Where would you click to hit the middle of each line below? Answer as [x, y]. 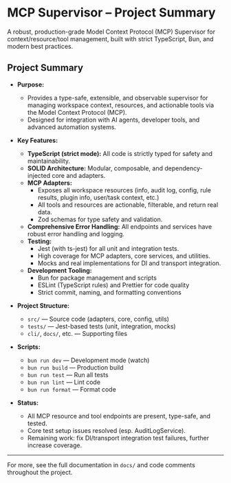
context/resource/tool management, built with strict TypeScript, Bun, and [111, 38]
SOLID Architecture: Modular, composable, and [95, 168]
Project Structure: [43, 305]
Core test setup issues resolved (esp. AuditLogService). [106, 430]
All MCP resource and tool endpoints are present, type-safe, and [119, 416]
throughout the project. [40, 472]
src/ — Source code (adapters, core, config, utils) [98, 319]
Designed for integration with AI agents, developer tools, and [113, 120]
